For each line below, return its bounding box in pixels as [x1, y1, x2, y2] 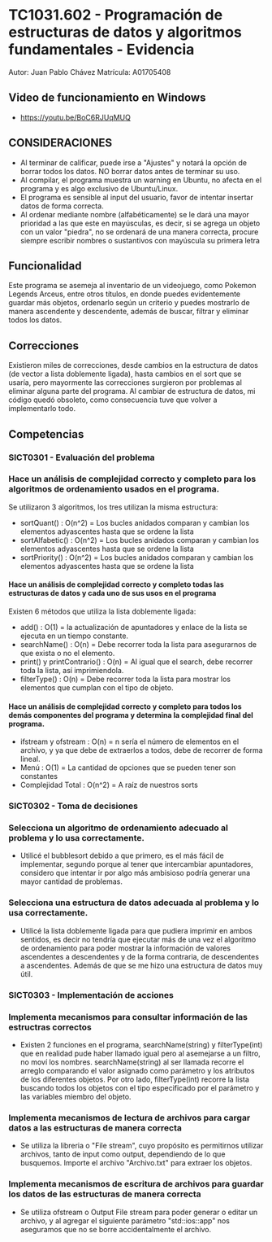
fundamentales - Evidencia [8, 41, 195, 59]
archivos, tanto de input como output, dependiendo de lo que [19, 1149, 226, 1159]
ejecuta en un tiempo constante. [19, 631, 128, 641]
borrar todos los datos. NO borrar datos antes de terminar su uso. [19, 166, 240, 176]
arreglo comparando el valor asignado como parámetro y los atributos [19, 1065, 255, 1075]
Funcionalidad [8, 259, 83, 273]
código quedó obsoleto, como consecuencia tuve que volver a [8, 395, 218, 405]
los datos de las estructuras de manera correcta [8, 1188, 201, 1200]
